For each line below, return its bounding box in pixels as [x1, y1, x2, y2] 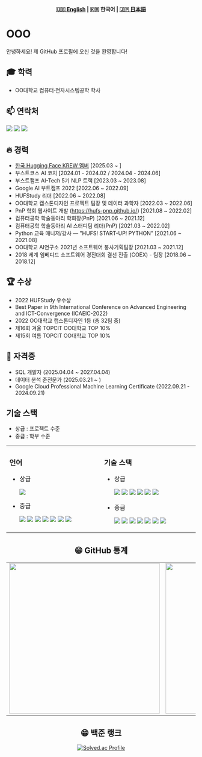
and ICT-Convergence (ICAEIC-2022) [14, 310, 108, 317]
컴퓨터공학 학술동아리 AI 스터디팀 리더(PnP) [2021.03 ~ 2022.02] [14, 222, 170, 229]
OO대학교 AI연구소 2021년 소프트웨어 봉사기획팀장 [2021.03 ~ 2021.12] [14, 243, 183, 251]
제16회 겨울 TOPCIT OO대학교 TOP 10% [14, 324, 111, 331]
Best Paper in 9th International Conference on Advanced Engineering [14, 303, 186, 310]
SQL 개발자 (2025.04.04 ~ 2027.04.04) [14, 368, 111, 376]
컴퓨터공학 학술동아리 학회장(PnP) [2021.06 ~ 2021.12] [14, 214, 145, 222]
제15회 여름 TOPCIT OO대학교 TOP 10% [14, 332, 111, 339]
